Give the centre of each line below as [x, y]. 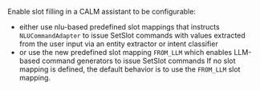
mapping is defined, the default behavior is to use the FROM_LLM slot [130, 69]
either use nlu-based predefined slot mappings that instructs [119, 27]
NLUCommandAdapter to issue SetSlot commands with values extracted [132, 35]
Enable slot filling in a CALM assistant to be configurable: [102, 12]
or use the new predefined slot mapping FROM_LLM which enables [126, 52]
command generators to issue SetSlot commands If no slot [139, 61]
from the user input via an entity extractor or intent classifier [118, 44]
